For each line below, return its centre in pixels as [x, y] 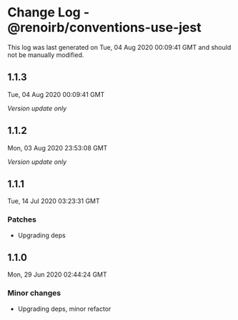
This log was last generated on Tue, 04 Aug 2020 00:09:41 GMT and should [119, 47]
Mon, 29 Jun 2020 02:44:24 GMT [57, 274]
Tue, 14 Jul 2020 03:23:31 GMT [54, 201]
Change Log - [49, 12]
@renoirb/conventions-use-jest [104, 27]
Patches [22, 220]
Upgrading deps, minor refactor [64, 309]
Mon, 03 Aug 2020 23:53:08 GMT [58, 148]
